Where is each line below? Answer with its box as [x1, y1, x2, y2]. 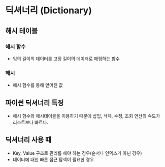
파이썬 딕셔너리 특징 [5, 98, 64, 107]
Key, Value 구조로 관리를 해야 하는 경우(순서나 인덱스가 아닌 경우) [12, 150, 142, 156]
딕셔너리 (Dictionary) [5, 5, 92, 16]
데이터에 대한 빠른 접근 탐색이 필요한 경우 [12, 156, 94, 162]
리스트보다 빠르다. [12, 119, 48, 125]
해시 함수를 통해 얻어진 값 [12, 82, 63, 88]
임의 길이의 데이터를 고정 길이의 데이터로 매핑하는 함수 [12, 55, 120, 62]
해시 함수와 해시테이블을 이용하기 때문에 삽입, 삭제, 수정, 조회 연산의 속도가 [12, 113, 160, 119]
